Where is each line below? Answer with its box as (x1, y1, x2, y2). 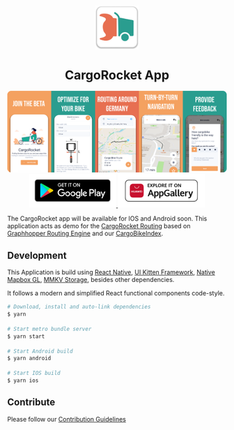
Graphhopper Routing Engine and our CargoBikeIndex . (7, 229, 164, 238)
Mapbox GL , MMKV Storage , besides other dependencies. (7, 276, 175, 284)
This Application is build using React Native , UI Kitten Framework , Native (7, 268, 216, 276)
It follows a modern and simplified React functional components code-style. (7, 289, 225, 297)
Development (7, 249, 68, 261)
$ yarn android (7, 355, 52, 362)
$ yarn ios (7, 377, 39, 385)
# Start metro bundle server (7, 325, 92, 332)
